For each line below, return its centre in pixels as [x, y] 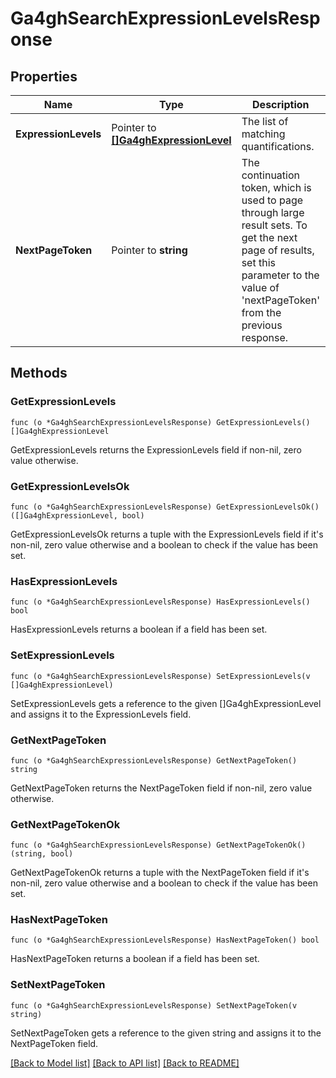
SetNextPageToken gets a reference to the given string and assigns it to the [166, 1033]
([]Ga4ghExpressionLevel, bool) [77, 515]
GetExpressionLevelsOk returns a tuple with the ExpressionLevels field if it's [167, 534]
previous [262, 325]
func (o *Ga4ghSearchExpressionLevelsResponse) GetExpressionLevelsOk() [165, 507]
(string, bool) [42, 854]
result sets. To [274, 225]
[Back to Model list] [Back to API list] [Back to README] [125, 1063]
